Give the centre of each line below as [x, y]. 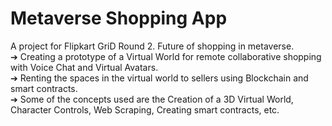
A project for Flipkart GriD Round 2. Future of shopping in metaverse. [152, 46]
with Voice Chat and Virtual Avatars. [84, 67]
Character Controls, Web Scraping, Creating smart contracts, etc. [145, 109]
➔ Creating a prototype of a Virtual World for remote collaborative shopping [166, 56]
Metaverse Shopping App [119, 18]
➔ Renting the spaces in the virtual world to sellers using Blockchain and [159, 78]
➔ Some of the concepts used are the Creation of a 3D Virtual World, [152, 99]
